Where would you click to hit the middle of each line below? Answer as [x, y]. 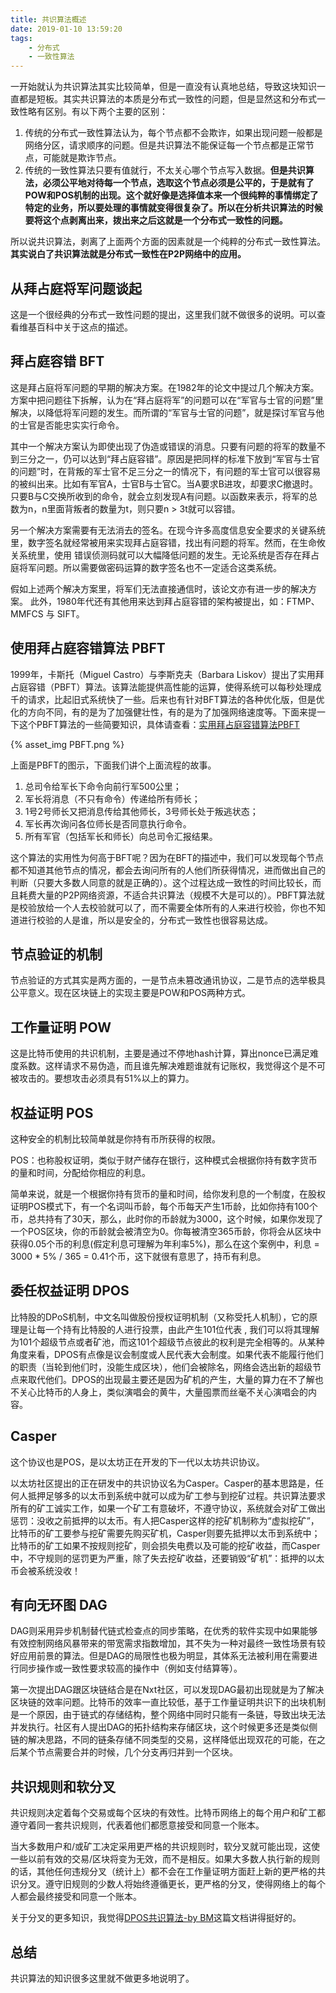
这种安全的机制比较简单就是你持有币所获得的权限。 [115, 1139]
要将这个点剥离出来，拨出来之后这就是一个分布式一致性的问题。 [156, 220]
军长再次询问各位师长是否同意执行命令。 [108, 823]
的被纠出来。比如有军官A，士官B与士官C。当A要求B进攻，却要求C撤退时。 [164, 483]
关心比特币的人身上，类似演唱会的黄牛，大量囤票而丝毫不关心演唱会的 [163, 1392]
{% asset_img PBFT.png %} [67, 744]
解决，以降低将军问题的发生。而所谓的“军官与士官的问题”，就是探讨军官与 [163, 412]
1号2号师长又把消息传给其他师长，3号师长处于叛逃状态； [141, 811]
